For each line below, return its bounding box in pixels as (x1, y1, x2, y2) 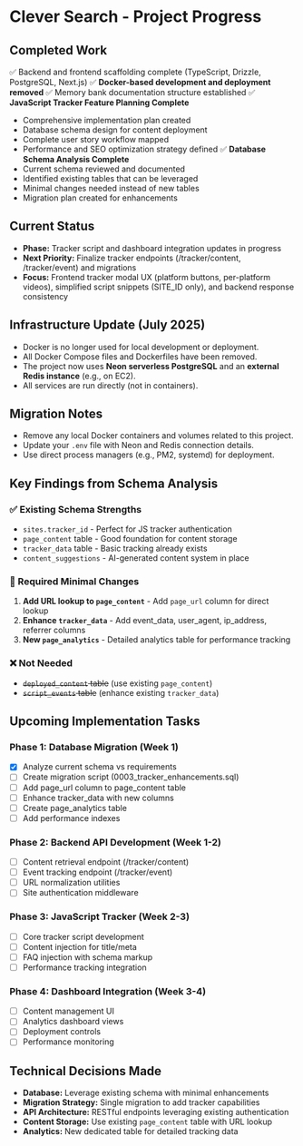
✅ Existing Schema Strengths (9, 503, 142, 515)
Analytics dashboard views (22, 1016, 124, 1027)
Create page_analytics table (22, 802, 127, 813)
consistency (22, 290, 69, 301)
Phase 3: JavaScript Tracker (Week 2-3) (9, 910, 191, 923)
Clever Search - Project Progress (9, 6, 262, 27)
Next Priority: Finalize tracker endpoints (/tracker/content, (22, 252, 241, 263)
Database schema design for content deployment (22, 124, 208, 135)
